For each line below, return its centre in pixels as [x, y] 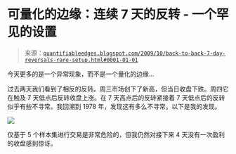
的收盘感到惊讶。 [32, 143]
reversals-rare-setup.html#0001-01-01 [81, 60]
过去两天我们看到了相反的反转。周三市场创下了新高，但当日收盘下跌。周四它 [118, 89]
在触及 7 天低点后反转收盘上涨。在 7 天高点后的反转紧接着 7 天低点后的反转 [116, 97]
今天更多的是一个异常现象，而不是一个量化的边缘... [81, 74]
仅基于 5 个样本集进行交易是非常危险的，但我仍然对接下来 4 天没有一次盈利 [116, 134]
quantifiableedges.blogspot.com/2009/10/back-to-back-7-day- [135, 53]
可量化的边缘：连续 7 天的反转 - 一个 [112, 14]
